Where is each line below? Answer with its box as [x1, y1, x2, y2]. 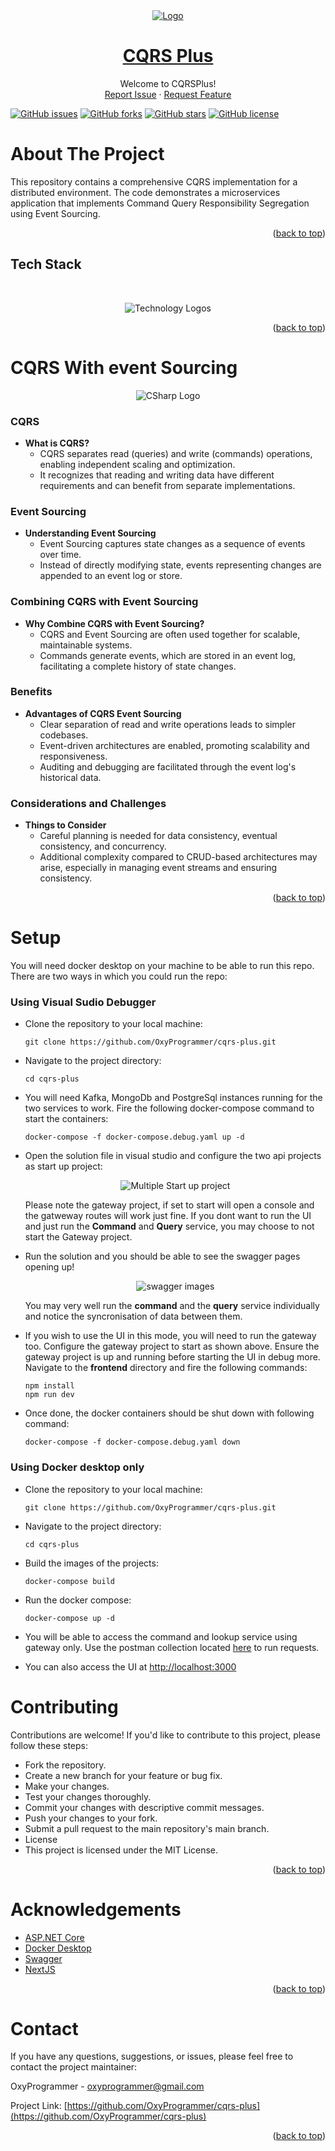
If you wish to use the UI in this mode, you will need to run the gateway [24, 1330, 317, 1342]
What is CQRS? [24, 437, 90, 449]
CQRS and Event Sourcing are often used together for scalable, [39, 628, 301, 640]
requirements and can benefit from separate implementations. [39, 479, 296, 491]
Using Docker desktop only [10, 1460, 145, 1474]
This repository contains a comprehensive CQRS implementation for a [10, 175, 298, 188]
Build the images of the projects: [24, 1557, 159, 1569]
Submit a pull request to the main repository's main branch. [24, 1822, 270, 1834]
